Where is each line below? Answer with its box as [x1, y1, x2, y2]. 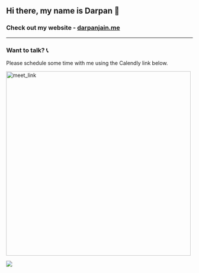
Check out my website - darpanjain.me [6, 24, 120, 32]
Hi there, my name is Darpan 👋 [6, 6, 120, 16]
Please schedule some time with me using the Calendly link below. [6, 59, 168, 66]
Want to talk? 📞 [6, 46, 49, 54]
